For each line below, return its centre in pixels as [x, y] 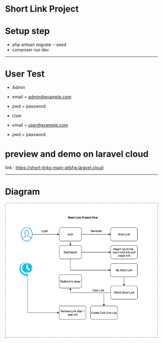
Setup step [27, 31]
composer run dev [31, 50]
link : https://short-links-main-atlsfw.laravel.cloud [54, 168]
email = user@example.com [40, 125]
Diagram [23, 192]
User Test [25, 74]
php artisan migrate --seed [39, 45]
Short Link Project [42, 9]
